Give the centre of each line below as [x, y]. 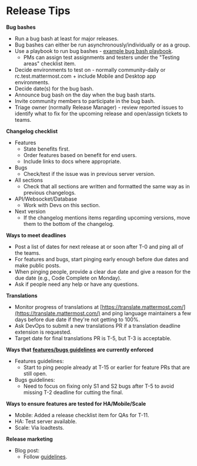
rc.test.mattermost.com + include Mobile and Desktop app [85, 76]
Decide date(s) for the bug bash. [54, 88]
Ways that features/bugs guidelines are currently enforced [80, 349]
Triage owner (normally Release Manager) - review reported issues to [99, 107]
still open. [35, 373]
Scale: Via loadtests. [39, 427]
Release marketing [29, 439]
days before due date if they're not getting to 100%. [77, 319]
